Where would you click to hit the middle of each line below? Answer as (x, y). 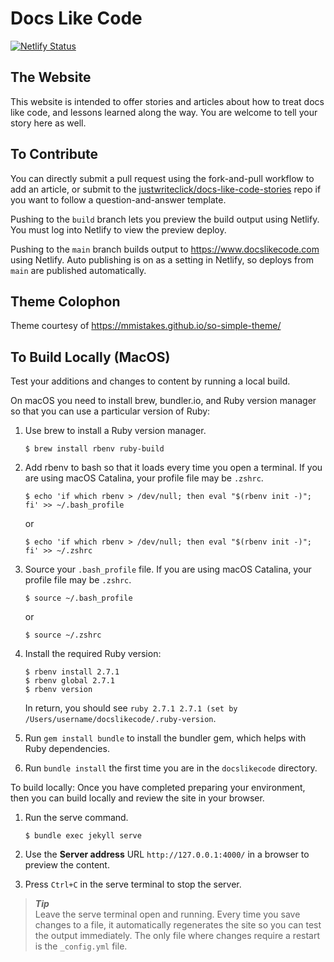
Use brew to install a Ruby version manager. (115, 431)
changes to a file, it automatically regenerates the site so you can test (178, 925)
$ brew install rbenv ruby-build (94, 449)
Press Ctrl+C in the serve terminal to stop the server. (133, 884)
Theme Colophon (65, 301)
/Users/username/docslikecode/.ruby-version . (120, 719)
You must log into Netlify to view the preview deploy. (118, 229)
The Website (51, 77)
